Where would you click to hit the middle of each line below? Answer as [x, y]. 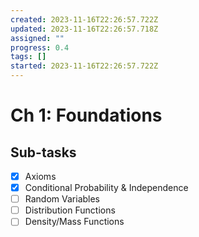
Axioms [40, 176]
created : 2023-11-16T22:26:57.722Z [84, 19]
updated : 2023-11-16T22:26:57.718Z [84, 29]
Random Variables [62, 199]
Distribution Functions [70, 210]
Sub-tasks [43, 152]
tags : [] [28, 57]
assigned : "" [37, 38]
